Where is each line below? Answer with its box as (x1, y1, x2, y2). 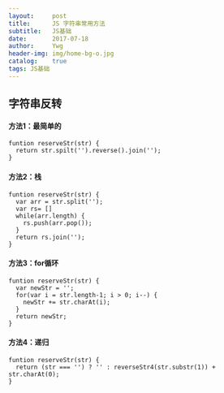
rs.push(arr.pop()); (23, 218, 93, 227)
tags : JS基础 (8, 65, 50, 73)
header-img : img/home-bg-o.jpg (8, 50, 114, 58)
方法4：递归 (8, 338, 50, 348)
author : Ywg (8, 42, 63, 50)
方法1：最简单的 (8, 121, 62, 131)
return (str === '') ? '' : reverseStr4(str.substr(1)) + (15, 363, 217, 371)
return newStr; (15, 312, 67, 321)
